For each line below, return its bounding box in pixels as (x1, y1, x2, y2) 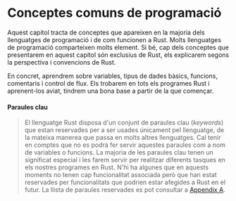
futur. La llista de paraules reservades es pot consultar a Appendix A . (24, 186, 225, 194)
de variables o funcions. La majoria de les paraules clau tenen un (24, 148, 213, 157)
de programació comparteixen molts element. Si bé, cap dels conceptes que (7, 43, 229, 51)
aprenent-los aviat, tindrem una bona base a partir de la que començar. (7, 86, 214, 95)
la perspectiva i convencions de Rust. (7, 58, 116, 66)
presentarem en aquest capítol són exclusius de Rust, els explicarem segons (7, 51, 230, 59)
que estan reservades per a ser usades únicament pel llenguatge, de (24, 126, 225, 134)
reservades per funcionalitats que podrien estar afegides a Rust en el (24, 178, 226, 187)
